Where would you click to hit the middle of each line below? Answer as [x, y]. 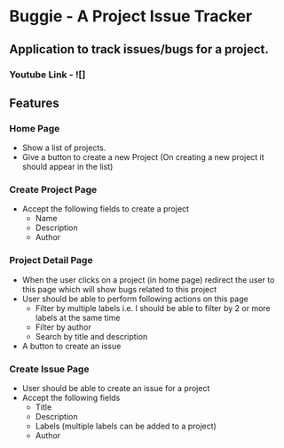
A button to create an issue [71, 346]
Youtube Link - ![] [47, 75]
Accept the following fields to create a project [105, 209]
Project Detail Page [51, 260]
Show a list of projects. [64, 148]
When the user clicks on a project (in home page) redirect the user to [148, 280]
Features [34, 103]
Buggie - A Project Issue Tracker [131, 16]
